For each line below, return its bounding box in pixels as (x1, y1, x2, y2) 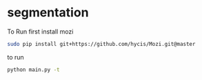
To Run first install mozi (7, 27, 74, 36)
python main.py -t (7, 66, 60, 73)
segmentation (7, 5, 89, 21)
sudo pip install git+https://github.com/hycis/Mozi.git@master (7, 40, 196, 47)
